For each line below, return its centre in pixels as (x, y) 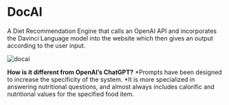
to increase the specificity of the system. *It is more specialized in (101, 79)
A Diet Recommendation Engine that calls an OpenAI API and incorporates (112, 31)
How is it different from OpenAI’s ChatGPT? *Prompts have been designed (115, 72)
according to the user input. (46, 45)
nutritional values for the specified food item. (71, 94)
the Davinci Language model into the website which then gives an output (110, 38)
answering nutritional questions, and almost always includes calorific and (111, 86)
